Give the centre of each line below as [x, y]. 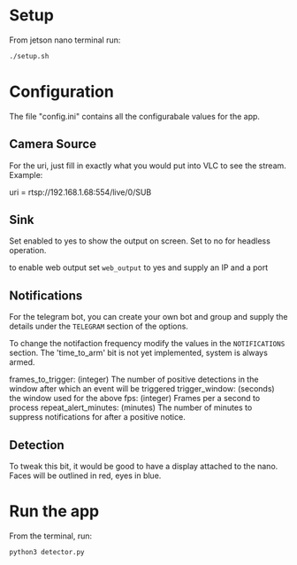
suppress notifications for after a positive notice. [97, 417]
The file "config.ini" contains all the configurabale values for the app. [135, 116]
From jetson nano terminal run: [65, 40]
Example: [26, 174]
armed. [22, 362]
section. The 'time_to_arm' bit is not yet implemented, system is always [138, 353]
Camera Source [53, 144]
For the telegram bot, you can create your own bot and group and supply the [148, 317]
